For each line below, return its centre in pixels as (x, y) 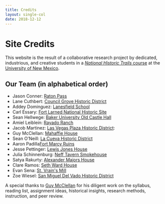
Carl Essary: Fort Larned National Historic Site (60, 112)
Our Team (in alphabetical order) (57, 84)
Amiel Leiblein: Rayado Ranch (43, 122)
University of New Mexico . (32, 68)
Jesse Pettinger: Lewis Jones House (50, 149)
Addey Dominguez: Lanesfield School (51, 107)
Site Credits (30, 44)
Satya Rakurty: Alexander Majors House (53, 160)
